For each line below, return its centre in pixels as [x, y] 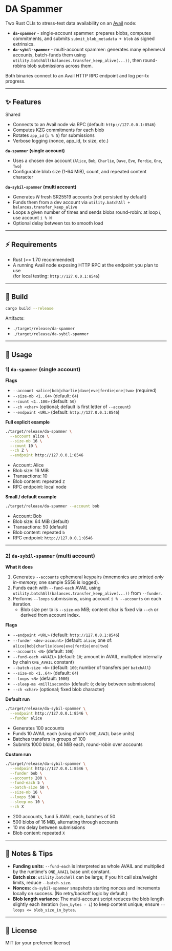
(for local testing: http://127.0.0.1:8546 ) [56, 276]
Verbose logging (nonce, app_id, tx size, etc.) [61, 140]
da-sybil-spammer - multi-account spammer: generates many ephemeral [89, 49]
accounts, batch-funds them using [49, 55]
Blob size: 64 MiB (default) [41, 521]
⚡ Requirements [31, 245]
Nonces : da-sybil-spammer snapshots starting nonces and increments [86, 888]
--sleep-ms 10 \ [27, 802]
